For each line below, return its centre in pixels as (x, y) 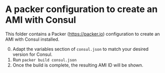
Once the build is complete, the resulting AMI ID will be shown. (78, 65)
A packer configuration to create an (81, 9)
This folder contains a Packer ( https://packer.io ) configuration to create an (83, 34)
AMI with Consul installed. (32, 39)
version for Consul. (32, 54)
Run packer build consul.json (45, 59)
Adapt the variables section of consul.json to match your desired (80, 49)
